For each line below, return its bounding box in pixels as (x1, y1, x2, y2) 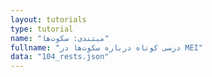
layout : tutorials (10, 14, 87, 25)
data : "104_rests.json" (10, 52, 110, 62)
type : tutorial (10, 24, 74, 34)
